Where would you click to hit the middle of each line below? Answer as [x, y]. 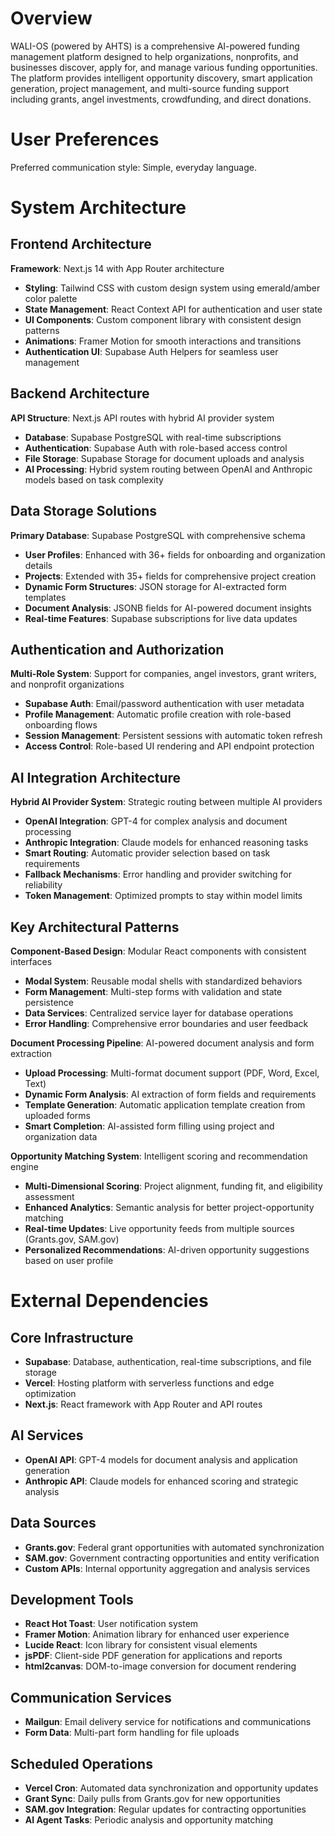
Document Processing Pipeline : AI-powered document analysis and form [162, 1043]
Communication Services [91, 1697]
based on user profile [69, 1260]
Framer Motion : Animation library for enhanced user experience [157, 1634]
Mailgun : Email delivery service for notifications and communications [168, 1722]
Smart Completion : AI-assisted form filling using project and [149, 1126]
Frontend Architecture [81, 244]
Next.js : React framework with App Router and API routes [143, 1404]
